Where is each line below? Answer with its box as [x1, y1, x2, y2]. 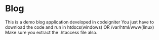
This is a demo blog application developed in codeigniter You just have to [5, 19, 154, 25]
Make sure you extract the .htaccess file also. [5, 29, 98, 35]
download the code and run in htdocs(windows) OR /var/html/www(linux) [5, 24, 154, 30]
